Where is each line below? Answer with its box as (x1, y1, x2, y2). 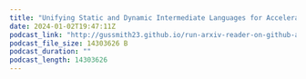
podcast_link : (9, 30, 64, 39)
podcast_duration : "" (9, 47, 92, 56)
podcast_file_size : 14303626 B (9, 38, 128, 48)
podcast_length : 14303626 (9, 55, 107, 64)
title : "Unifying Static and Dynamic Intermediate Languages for (9, 13, 262, 23)
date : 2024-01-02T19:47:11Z (9, 22, 117, 31)
